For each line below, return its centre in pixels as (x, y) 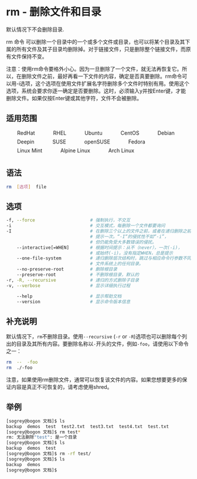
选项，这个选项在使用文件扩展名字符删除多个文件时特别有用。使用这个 (104, 83)
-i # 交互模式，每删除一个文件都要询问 (86, 226)
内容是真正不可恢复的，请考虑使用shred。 (62, 386)
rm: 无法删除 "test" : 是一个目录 (42, 437)
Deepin (26, 142)
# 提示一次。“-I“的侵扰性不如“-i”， (129, 237)
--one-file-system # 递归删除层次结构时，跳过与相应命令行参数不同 (104, 258)
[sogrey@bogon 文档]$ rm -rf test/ (49, 454)
